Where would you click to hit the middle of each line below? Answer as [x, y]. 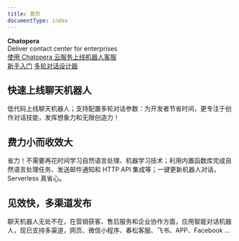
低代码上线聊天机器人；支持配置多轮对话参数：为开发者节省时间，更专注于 [116, 109]
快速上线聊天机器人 [49, 90]
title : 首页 [24, 14]
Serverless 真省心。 [37, 178]
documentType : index [38, 21]
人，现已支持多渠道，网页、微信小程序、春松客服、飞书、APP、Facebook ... [119, 230]
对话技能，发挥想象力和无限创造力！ [66, 117]
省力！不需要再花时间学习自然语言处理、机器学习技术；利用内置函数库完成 [116, 161]
